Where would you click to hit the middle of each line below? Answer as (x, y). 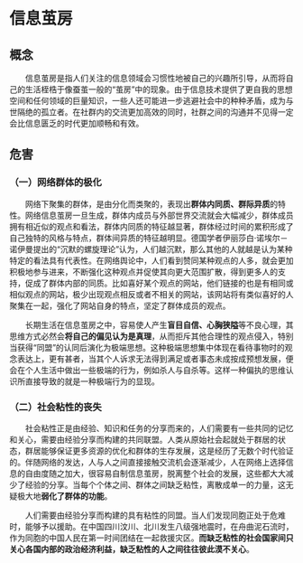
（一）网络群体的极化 (55, 183)
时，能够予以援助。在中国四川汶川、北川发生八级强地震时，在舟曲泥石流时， (151, 526)
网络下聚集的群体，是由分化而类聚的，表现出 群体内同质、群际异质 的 (151, 203)
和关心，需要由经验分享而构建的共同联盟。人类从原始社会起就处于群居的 (143, 439)
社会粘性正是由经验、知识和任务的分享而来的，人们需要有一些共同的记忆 (159, 428)
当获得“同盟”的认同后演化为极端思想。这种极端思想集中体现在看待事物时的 (147, 347)
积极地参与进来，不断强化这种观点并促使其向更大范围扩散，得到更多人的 (143, 271)
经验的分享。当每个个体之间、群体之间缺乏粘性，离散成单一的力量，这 (155, 484)
